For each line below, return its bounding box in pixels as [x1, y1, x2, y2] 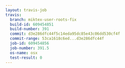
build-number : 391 [10, 27, 50, 32]
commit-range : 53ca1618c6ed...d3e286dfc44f [10, 36, 104, 41]
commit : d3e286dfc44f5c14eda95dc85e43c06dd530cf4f [10, 31, 120, 36]
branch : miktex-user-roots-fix [10, 17, 77, 22]
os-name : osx [10, 50, 38, 55]
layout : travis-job [5, 7, 47, 13]
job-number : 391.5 [10, 46, 50, 51]
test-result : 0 [10, 55, 43, 60]
